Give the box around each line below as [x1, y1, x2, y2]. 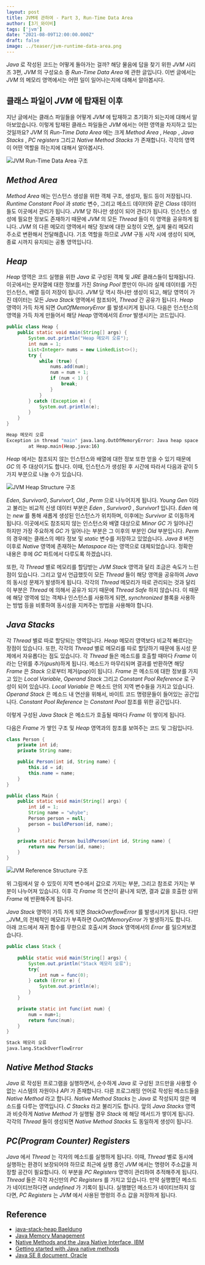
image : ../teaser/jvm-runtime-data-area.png [6, 44, 122, 50]
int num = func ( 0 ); [39, 972, 89, 978]
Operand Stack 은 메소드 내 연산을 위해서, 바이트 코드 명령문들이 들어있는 [6, 690, 183, 698]
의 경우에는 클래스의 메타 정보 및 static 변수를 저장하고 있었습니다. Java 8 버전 [6, 535, 194, 542]
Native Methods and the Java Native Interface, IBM [15, 1239, 144, 1246]
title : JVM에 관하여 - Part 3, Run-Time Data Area [6, 15, 133, 21]
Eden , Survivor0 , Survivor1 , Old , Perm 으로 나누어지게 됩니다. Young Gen [6, 496, 188, 503]
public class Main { [6, 792, 59, 799]
